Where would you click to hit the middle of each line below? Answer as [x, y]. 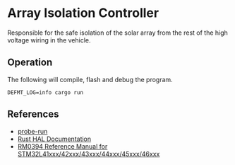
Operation [30, 63]
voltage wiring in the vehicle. [49, 40]
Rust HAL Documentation [54, 139]
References [33, 114]
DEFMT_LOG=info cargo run [45, 92]
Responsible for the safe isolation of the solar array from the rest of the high [117, 33]
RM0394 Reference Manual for [62, 146]
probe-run [32, 131]
